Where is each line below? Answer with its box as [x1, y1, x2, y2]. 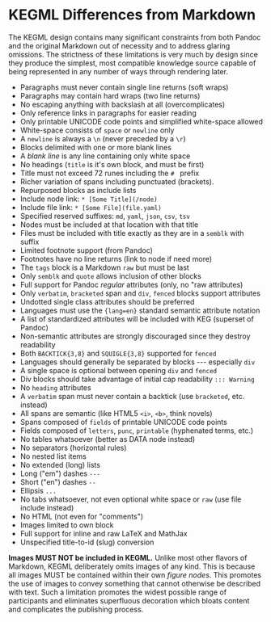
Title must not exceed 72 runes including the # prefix [19, 168, 200, 178]
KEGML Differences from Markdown [8, 6, 256, 24]
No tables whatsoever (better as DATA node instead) [19, 434, 196, 443]
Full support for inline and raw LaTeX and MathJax [19, 528, 188, 538]
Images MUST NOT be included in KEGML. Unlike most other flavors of [8, 553, 248, 562]
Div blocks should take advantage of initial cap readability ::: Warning [19, 374, 255, 384]
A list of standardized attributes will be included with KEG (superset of [19, 313, 255, 324]
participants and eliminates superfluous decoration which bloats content [8, 595, 250, 605]
